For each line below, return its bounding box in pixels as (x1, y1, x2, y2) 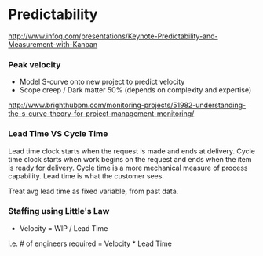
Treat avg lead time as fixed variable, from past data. (8, 186, 179, 196)
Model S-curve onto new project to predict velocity (19, 77, 185, 87)
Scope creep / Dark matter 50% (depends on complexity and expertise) (19, 85, 252, 95)
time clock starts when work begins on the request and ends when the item (8, 154, 253, 164)
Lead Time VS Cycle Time (8, 128, 108, 139)
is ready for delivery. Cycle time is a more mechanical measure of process (8, 163, 248, 172)
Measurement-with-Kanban (8, 39, 98, 49)
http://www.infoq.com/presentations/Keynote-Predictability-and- (8, 31, 218, 41)
